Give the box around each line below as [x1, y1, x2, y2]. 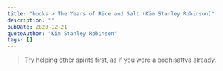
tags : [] [7, 37, 33, 44]
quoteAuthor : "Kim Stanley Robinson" [7, 30, 118, 37]
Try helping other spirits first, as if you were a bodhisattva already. [24, 56, 217, 64]
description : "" [7, 17, 55, 24]
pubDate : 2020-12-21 [7, 23, 68, 30]
